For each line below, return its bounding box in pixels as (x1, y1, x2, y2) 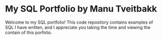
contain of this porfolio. (5, 29, 53, 35)
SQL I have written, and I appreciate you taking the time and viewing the (5, 24, 151, 30)
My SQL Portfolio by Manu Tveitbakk (5, 3, 157, 14)
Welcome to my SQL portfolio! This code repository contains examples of (5, 19, 153, 25)
